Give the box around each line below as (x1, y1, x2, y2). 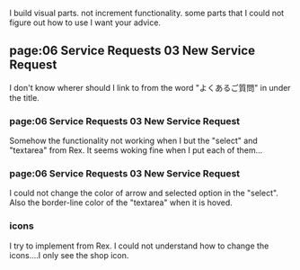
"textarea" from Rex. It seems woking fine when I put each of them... (9, 145, 263, 156)
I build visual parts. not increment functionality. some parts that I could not (9, 8, 285, 18)
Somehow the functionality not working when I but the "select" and (9, 135, 258, 147)
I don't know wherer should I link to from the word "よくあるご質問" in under (9, 82, 291, 93)
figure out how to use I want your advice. (9, 17, 162, 28)
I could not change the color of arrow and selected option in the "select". (9, 188, 278, 199)
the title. (9, 92, 40, 103)
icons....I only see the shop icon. (9, 249, 129, 260)
